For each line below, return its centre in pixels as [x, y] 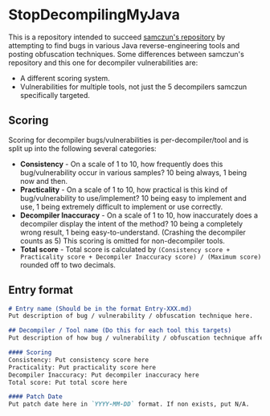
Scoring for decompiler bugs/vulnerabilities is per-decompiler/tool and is [129, 140]
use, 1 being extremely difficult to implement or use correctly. [121, 206]
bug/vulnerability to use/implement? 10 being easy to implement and [133, 198]
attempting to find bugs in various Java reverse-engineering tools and [124, 45]
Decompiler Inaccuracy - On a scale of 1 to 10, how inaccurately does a [139, 215]
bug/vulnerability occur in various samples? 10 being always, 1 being [133, 172]
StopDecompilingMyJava [94, 15]
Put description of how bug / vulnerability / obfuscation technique [127, 338]
